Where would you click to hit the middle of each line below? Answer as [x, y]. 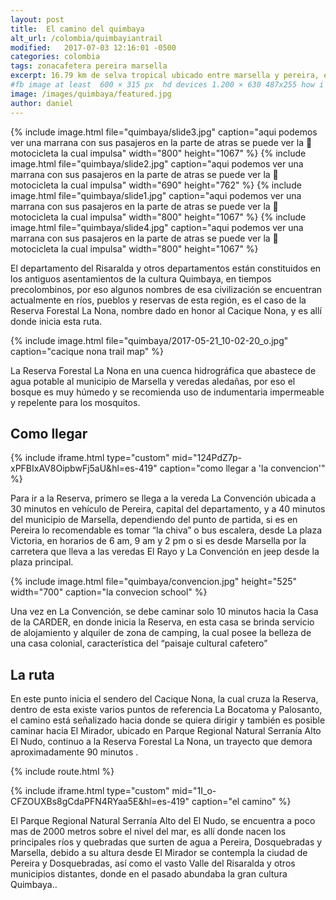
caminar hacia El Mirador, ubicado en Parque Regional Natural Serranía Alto [166, 731]
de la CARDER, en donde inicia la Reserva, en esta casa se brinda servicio [162, 622]
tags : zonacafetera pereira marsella [89, 66]
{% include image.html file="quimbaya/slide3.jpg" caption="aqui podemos [164, 132]
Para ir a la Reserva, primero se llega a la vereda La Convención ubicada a [163, 498]
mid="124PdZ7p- [207, 458]
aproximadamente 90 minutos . [74, 752]
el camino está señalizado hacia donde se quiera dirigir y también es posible [168, 720]
